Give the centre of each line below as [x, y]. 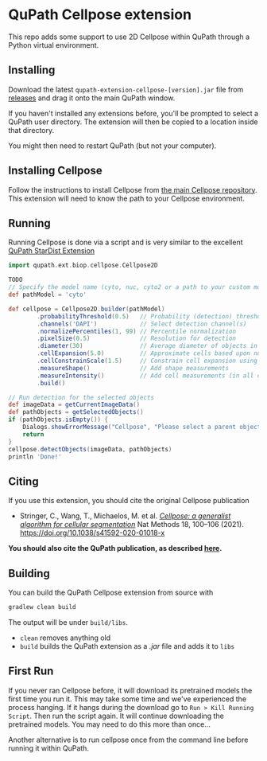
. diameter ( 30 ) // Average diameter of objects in [147, 346]
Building [29, 574]
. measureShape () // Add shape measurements [133, 368]
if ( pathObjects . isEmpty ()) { [58, 420]
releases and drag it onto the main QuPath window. [92, 98]
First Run [31, 671]
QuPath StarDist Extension [52, 251]
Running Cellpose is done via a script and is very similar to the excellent [126, 242]
